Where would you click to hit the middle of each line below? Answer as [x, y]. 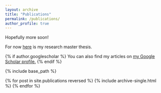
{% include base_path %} [31, 71]
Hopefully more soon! [27, 37]
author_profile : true [27, 23]
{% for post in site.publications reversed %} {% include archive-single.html [81, 81]
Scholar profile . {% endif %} [34, 62]
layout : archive [22, 10]
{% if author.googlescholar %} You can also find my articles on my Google [80, 57]
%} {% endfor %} [23, 86]
